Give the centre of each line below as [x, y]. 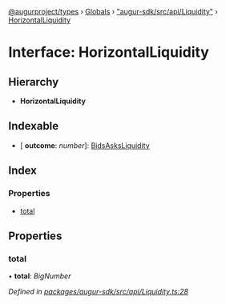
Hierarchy [34, 82]
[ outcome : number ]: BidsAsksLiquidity [85, 145]
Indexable [34, 126]
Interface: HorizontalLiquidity [109, 52]
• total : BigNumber [40, 276]
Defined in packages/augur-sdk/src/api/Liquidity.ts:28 [98, 292]
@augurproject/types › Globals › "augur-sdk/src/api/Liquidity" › [113, 12]
